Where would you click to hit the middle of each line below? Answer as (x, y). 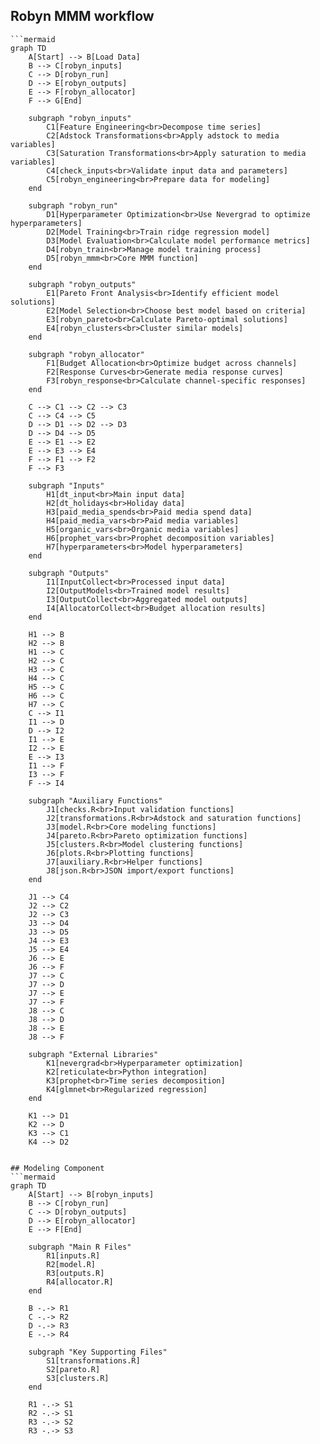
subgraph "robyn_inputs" (80, 118)
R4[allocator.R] (80, 1282)
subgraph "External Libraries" (93, 1054)
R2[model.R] (71, 1264)
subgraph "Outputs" (69, 573)
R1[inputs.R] (73, 1255)
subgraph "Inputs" (66, 485)
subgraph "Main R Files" (80, 1247)
